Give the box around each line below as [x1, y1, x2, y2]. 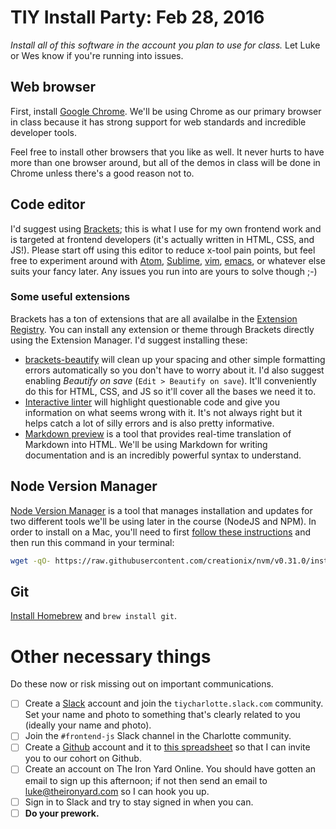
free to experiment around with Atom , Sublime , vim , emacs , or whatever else [10, 254, 326, 266]
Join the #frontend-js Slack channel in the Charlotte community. [24, 730, 292, 742]
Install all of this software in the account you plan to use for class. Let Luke [10, 39, 321, 51]
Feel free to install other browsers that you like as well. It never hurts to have [10, 146, 325, 158]
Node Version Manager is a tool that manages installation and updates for [10, 504, 313, 516]
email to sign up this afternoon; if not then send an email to [24, 774, 268, 786]
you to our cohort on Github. [24, 752, 142, 765]
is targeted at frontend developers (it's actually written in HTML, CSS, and [10, 233, 315, 245]
